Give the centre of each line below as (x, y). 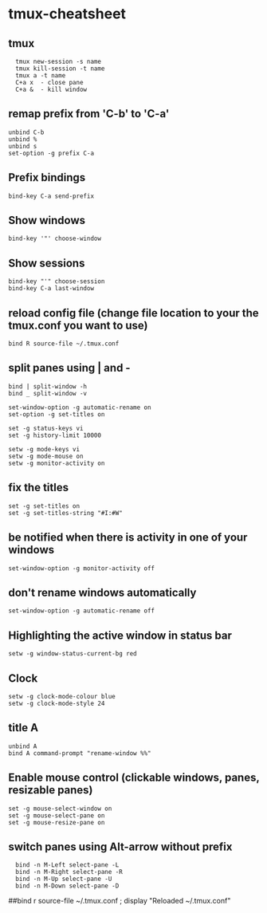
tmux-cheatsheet (67, 14)
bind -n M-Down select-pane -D (67, 886)
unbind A (23, 746)
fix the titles (39, 488)
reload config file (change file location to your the (133, 313)
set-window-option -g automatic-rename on (80, 407)
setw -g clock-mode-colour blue (62, 696)
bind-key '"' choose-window (55, 239)
